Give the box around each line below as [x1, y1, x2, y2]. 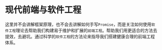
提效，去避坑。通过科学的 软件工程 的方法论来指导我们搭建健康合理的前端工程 [5, 33, 155, 39]
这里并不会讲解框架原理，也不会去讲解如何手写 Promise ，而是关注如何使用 [5, 21, 152, 27]
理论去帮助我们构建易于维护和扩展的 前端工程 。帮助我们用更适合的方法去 [15, 27, 158, 33]
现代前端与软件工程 [5, 4, 82, 16]
